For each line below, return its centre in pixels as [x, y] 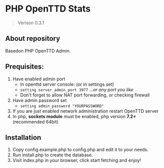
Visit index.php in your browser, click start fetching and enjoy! [77, 160]
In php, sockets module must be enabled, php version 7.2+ [74, 116]
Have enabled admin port [39, 79]
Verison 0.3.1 [31, 23]
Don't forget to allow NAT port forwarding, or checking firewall [85, 95]
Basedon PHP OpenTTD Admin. [38, 50]
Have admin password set [40, 100]
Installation [23, 137]
